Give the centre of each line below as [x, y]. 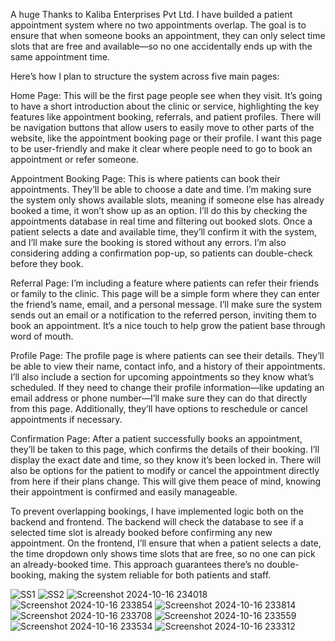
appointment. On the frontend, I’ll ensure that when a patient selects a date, [166, 543]
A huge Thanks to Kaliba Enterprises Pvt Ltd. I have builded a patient [151, 14]
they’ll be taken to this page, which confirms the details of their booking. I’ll [165, 449]
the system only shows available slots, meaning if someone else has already [167, 200]
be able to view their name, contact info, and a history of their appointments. [168, 366]
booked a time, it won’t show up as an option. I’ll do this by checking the [159, 210]
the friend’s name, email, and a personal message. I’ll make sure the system [166, 304]
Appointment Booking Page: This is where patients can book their [145, 178]
